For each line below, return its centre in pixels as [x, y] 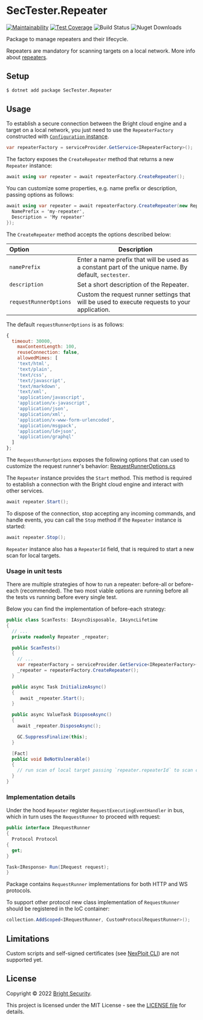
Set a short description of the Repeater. [133, 284]
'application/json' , [43, 409]
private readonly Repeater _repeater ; [61, 637]
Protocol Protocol [35, 840]
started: [16, 526]
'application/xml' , [42, 414]
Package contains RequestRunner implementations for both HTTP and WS [97, 884]
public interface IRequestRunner [48, 828]
